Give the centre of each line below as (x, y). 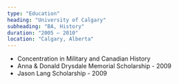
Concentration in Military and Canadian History (83, 59)
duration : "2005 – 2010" (43, 33)
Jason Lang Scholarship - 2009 (62, 74)
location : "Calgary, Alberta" (51, 39)
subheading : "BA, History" (46, 26)
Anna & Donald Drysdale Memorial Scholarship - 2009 (94, 66)
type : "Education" (33, 13)
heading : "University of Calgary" (57, 20)
